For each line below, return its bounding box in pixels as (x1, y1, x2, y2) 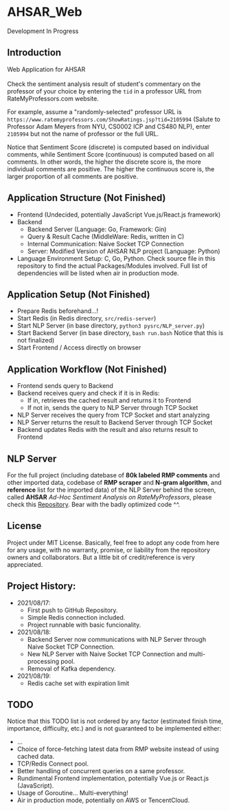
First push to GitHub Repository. (27, 606, 118, 614)
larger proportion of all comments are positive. (7, 172, 139, 180)
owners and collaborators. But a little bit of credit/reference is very (7, 553, 196, 561)
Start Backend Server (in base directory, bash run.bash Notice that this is (16, 329, 224, 337)
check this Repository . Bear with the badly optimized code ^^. (7, 500, 181, 508)
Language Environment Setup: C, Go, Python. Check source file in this (16, 254, 216, 262)
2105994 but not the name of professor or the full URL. (7, 129, 159, 138)
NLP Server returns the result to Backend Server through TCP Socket (16, 418, 213, 426)
